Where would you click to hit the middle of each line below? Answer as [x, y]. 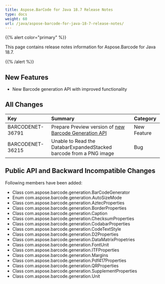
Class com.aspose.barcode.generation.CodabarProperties [71, 224]
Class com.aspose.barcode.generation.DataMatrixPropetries [73, 239]
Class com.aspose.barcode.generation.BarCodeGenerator [71, 192]
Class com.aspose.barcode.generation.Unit [56, 276]
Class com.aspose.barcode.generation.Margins [60, 255]
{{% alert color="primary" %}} [36, 37]
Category [145, 118]
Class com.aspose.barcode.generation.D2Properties [65, 234]
